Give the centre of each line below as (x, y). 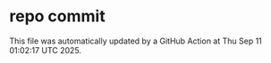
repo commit (57, 16)
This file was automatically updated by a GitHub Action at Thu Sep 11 (135, 41)
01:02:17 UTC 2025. (46, 50)
